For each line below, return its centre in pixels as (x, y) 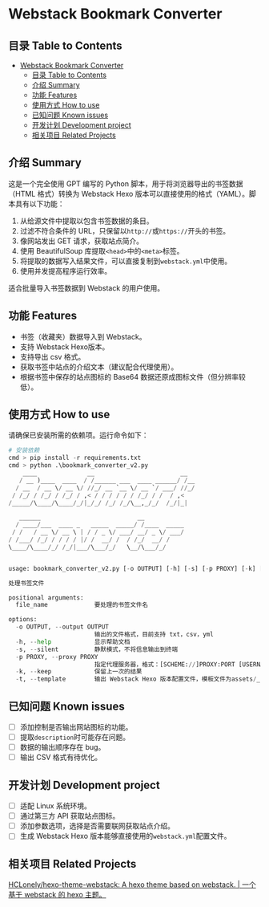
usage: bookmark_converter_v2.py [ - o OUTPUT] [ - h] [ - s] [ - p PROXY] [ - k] (132, 568)
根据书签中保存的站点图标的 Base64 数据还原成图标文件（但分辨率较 (132, 376)
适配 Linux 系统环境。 (56, 806)
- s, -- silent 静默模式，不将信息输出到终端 (97, 649)
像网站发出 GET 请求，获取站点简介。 (82, 241)
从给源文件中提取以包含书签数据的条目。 (86, 221)
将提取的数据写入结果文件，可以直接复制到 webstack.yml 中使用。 (126, 261)
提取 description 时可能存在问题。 (75, 737)
